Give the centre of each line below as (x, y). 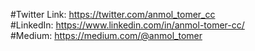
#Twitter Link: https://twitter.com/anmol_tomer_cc (113, 14)
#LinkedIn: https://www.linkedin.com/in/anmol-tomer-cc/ (127, 25)
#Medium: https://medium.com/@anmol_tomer (106, 35)
